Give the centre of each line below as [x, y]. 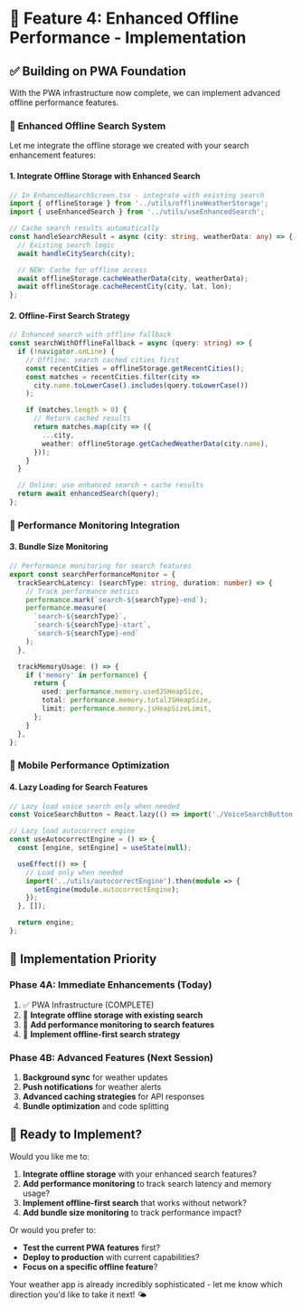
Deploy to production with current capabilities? [111, 1256]
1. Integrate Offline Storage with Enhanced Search [105, 176]
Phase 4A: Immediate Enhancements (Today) [111, 985]
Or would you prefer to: [53, 1229]
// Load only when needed [75, 873]
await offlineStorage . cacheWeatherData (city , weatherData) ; [133, 278]
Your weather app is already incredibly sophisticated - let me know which [146, 1284]
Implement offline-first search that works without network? [134, 1202]
